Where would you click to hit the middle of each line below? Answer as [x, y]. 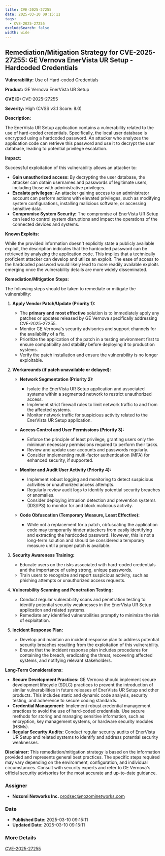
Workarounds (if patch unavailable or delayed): [62, 370]
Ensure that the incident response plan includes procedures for [83, 650]
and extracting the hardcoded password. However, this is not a [91, 535]
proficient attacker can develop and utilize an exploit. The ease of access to [82, 259]
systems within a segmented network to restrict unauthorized [89, 394]
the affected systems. [49, 410]
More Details [21, 838]
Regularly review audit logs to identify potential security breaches [94, 490]
